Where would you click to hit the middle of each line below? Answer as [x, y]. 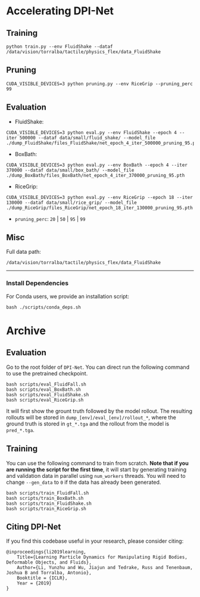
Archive [26, 330]
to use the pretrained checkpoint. [47, 373]
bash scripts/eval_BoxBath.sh [44, 389]
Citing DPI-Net [34, 526]
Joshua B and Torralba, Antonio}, [49, 573]
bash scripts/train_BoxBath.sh [45, 498]
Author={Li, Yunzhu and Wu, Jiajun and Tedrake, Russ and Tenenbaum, [105, 568]
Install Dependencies [37, 283]
